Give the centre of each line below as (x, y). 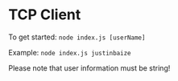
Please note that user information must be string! (89, 68)
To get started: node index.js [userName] (77, 37)
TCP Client (45, 15)
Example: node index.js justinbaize (70, 52)
